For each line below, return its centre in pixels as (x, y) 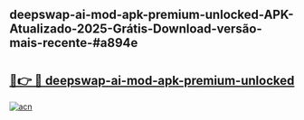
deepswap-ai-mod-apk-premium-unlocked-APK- (152, 15)
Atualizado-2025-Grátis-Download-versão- (136, 29)
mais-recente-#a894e (74, 43)
